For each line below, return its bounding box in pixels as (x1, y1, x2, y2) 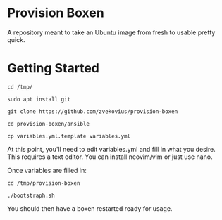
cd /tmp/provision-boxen (7, 179, 80, 187)
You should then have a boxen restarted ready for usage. (7, 204, 173, 212)
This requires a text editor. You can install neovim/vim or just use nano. (7, 153, 213, 161)
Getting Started (7, 60, 100, 77)
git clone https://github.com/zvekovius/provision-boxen (7, 108, 178, 115)
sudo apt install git (7, 96, 71, 103)
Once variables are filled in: (7, 166, 87, 174)
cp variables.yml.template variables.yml (7, 132, 131, 140)
